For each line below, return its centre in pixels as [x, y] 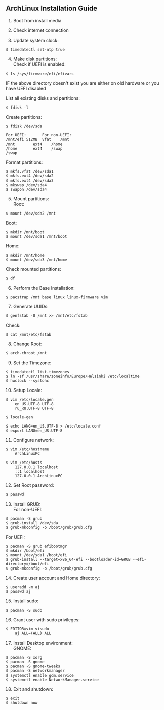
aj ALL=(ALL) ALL [33, 633]
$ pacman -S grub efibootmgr [36, 546]
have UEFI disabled [26, 88]
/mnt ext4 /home [34, 144]
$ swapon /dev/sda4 [26, 189]
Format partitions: [24, 162]
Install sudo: [26, 601]
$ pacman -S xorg [24, 657]
